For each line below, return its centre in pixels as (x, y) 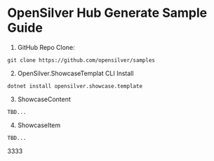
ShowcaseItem (39, 125)
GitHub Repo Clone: (46, 47)
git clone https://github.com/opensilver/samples (81, 60)
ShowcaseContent (44, 99)
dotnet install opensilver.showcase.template (75, 86)
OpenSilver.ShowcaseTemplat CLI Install (75, 73)
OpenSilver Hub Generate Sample (107, 13)
